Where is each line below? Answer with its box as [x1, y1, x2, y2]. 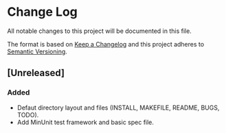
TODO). [16, 110, 39, 119]
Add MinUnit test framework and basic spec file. [16, 118, 155, 126]
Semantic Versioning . [7, 47, 67, 56]
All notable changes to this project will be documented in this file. [7, 27, 192, 35]
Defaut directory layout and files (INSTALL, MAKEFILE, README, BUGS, [16, 104, 220, 112]
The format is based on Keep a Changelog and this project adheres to [7, 40, 205, 48]
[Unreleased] [7, 67, 65, 79]
